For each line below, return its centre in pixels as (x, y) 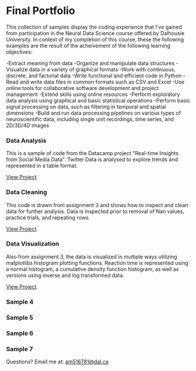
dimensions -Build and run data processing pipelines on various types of (94, 113)
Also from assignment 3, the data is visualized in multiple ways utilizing (92, 256)
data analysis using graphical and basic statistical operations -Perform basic (98, 100)
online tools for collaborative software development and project (82, 88)
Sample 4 (20, 301)
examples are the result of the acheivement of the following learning (88, 46)
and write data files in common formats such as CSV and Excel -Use (102, 82)
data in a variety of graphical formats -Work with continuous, (102, 69)
